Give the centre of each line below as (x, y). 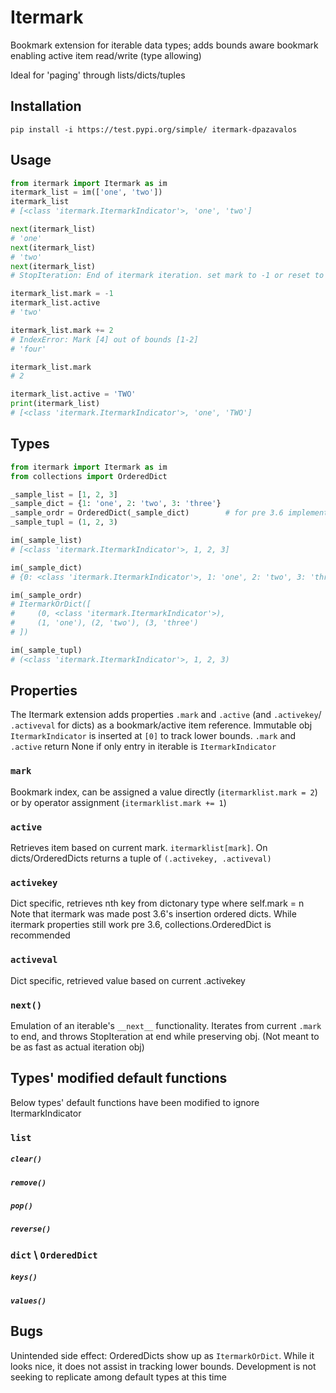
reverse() (31, 1229)
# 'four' (28, 349)
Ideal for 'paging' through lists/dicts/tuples (98, 75)
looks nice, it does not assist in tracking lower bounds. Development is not (163, 1366)
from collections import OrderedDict (89, 476)
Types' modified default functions (119, 1078)
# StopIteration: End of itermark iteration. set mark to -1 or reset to (167, 276)
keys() (24, 1277)
